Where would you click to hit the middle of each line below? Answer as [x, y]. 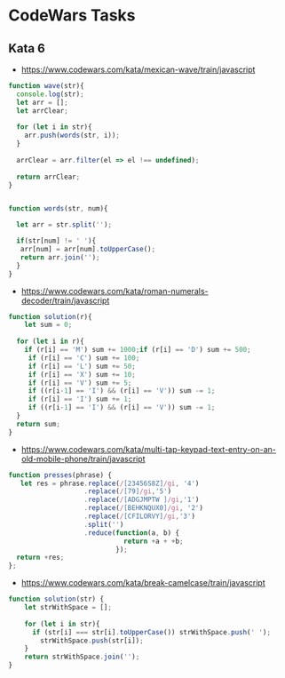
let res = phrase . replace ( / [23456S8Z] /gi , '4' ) [110, 483]
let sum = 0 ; [48, 325]
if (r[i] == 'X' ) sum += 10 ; [82, 374]
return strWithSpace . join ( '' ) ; [82, 657]
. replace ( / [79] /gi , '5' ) [128, 491]
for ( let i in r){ [51, 342]
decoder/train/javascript [65, 300]
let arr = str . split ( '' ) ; [64, 225]
